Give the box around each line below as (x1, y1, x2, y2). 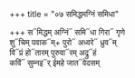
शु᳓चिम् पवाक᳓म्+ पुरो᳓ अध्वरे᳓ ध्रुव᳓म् (9, 37, 118, 47)
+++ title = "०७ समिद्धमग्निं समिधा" (9, 9, 120, 19)
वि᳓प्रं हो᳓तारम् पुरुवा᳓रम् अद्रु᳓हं (9, 47, 97, 58)
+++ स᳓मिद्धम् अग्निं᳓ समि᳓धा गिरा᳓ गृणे (9, 27, 125, 37)
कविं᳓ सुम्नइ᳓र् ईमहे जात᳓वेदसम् (9, 57, 101, 68)
